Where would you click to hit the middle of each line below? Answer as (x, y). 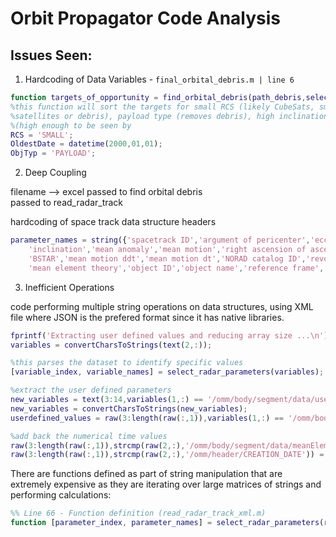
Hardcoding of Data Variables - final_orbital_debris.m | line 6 (159, 79)
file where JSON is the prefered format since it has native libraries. (147, 317)
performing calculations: (61, 495)
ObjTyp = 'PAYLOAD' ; (53, 153)
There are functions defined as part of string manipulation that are (146, 474)
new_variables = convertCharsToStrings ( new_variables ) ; (129, 408)
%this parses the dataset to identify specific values (127, 363)
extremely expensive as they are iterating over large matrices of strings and (166, 484)
